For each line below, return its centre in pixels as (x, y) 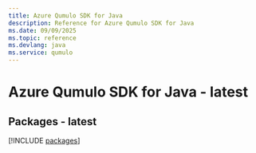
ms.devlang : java (37, 45)
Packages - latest (53, 122)
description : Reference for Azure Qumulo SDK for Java (101, 23)
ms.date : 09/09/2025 (43, 30)
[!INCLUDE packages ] (44, 141)
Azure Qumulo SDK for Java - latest (128, 92)
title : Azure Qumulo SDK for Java (66, 16)
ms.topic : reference (43, 38)
